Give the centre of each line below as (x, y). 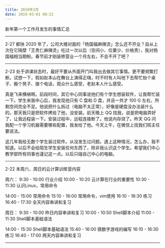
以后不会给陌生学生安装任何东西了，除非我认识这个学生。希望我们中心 (89, 148)
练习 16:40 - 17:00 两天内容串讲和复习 (43, 235)
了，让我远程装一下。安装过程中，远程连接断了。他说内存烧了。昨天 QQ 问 (81, 119)
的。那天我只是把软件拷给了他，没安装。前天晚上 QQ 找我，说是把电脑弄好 (81, 112)
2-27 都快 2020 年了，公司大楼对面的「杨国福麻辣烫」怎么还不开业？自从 (79, 44)
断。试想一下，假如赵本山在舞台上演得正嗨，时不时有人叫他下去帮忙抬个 (78, 77)
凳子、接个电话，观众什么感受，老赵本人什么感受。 (74, 84)
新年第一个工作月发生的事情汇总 (37, 29)
